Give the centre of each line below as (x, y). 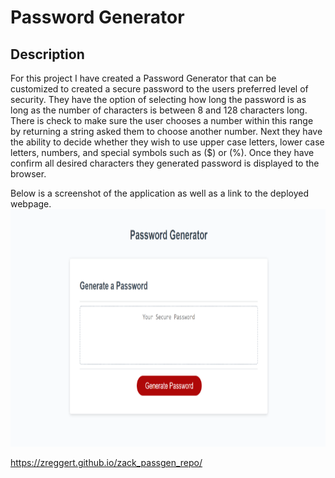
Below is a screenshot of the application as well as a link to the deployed (160, 193)
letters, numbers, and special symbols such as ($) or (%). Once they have (162, 152)
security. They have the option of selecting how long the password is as (158, 99)
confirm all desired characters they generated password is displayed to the (165, 163)
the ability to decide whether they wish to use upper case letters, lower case (167, 142)
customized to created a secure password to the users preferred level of (159, 89)
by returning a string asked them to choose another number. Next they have (166, 131)
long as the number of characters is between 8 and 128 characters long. (159, 110)
